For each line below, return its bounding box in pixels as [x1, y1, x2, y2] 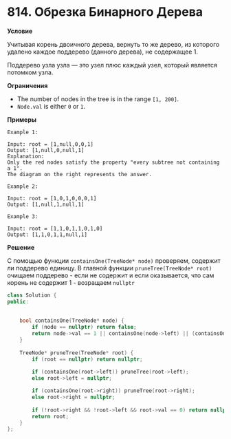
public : [7, 298, 30, 305]
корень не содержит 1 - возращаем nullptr [7, 278, 135, 286]
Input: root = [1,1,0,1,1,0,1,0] [7, 225, 103, 232]
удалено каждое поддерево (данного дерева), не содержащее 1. [7, 47, 198, 56]
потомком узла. [7, 68, 54, 76]
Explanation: [7, 153, 45, 160]
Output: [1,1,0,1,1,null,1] [7, 231, 88, 238]
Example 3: [7, 213, 38, 220]
